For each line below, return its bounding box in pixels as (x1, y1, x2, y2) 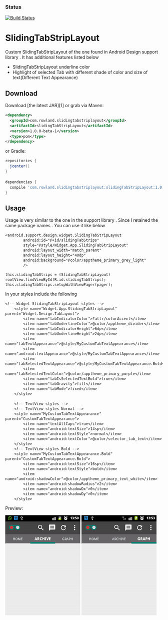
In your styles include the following (5, 291, 77, 297)
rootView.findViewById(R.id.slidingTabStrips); (5, 277, 106, 282)
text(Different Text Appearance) (12, 75, 78, 81)
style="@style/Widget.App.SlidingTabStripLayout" (23, 243, 128, 248)
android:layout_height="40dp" (23, 253, 86, 258)
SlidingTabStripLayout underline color (12, 64, 90, 70)
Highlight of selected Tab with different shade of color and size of (12, 69, 148, 76)
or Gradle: (5, 148, 26, 154)
